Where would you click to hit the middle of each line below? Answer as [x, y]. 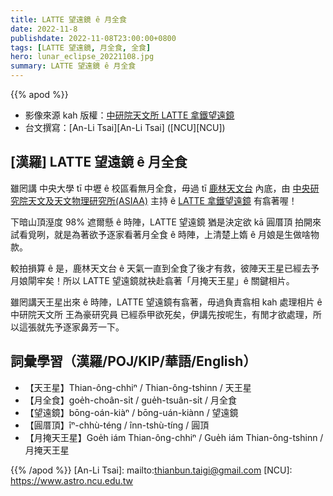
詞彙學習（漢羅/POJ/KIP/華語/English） [133, 361]
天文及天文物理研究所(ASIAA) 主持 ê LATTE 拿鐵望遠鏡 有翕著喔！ [162, 200]
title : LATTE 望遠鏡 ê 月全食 [68, 19]
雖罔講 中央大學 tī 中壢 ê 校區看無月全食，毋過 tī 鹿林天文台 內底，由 [150, 188]
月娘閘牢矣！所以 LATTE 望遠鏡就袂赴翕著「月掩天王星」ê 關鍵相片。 [152, 280]
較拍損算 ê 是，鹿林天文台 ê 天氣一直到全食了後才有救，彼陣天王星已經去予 [165, 268]
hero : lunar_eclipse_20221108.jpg [82, 57]
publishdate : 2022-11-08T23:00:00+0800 [93, 38]
